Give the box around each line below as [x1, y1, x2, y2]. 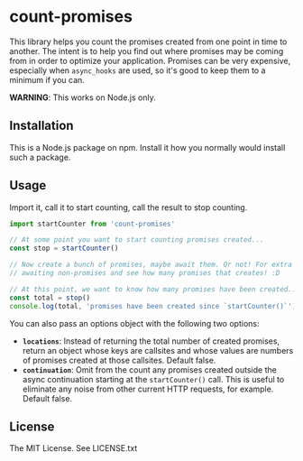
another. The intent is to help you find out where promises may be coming [9, 45, 284, 56]
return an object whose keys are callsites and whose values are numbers [22, 345, 294, 355]
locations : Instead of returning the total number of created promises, [22, 336, 280, 346]
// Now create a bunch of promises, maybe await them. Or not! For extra [9, 260, 293, 270]
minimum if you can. [9, 74, 86, 85]
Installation [9, 118, 74, 134]
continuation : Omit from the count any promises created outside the [22, 364, 277, 375]
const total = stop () [9, 293, 91, 302]
